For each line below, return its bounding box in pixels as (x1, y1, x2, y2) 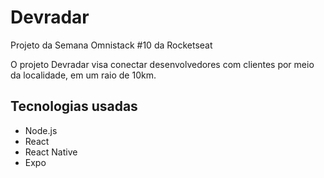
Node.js (24, 124, 58, 136)
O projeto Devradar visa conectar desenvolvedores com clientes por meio (10, 58, 315, 70)
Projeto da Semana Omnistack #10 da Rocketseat (10, 39, 213, 51)
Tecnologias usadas (10, 98, 138, 115)
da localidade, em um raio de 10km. (10, 69, 157, 81)
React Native (24, 146, 78, 158)
